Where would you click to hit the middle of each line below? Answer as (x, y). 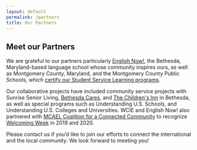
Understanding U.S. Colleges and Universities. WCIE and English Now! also (98, 110)
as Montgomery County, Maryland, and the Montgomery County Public (93, 74)
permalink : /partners (33, 17)
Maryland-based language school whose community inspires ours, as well (97, 67)
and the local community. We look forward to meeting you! (78, 141)
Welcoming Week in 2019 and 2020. (50, 123)
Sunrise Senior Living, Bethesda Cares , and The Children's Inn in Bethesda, (98, 98)
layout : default (26, 12)
